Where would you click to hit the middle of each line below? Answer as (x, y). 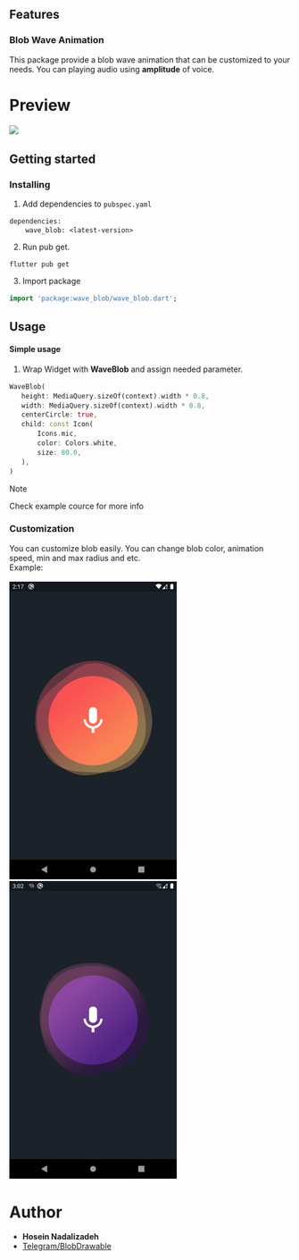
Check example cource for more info (77, 506)
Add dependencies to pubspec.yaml (87, 204)
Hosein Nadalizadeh (61, 1237)
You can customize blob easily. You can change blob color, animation (137, 548)
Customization (42, 529)
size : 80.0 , (59, 452)
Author (36, 1212)
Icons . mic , (57, 434)
